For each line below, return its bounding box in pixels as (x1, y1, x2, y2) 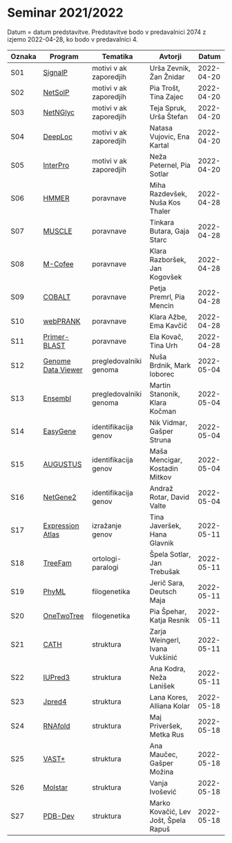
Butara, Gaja (149, 226, 190, 236)
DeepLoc (43, 132, 73, 141)
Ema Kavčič (149, 320, 188, 330)
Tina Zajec (149, 92, 184, 101)
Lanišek (149, 681, 175, 690)
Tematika (101, 51, 133, 61)
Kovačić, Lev (149, 806, 191, 816)
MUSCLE (43, 226, 72, 236)
